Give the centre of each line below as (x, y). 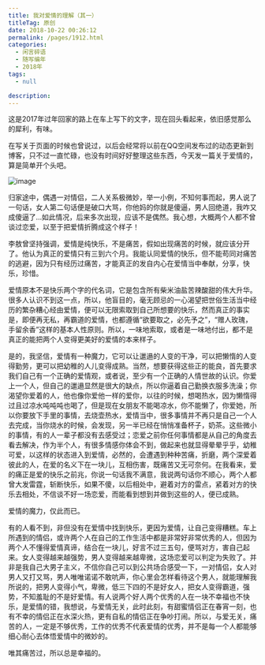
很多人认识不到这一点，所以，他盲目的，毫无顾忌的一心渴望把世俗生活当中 (129, 300)
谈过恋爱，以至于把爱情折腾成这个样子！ (74, 227)
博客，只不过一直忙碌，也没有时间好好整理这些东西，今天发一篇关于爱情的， (132, 155)
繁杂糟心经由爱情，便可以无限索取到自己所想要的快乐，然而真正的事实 (136, 310)
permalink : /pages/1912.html (56, 37)
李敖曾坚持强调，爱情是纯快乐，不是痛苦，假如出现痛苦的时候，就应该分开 (129, 244)
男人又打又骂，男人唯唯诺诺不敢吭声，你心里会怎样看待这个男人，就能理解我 (132, 577)
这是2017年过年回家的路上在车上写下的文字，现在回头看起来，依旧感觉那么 (130, 119)
